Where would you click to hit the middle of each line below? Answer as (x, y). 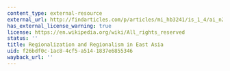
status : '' (23, 39)
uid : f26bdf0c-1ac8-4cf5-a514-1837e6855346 (70, 51)
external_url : (27, 20)
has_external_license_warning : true (59, 26)
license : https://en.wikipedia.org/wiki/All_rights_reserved (96, 32)
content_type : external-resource (55, 13)
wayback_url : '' (30, 57)
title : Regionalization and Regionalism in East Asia (86, 45)
